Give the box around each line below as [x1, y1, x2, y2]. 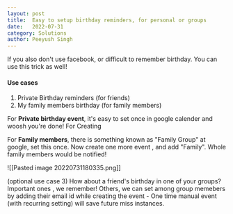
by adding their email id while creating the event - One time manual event [7, 192, 217, 200]
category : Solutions [7, 29, 67, 37]
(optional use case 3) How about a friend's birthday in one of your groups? [7, 177, 221, 186]
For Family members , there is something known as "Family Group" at [7, 135, 206, 144]
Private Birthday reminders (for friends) [17, 94, 131, 102]
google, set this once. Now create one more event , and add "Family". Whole [7, 143, 226, 151]
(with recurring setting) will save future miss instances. [7, 199, 165, 208]
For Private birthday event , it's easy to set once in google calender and [7, 115, 214, 123]
